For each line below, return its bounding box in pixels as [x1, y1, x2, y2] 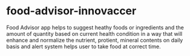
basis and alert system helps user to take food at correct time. [6, 43, 162, 50]
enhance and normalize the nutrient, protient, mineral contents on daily [6, 36, 183, 43]
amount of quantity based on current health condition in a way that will [6, 30, 183, 37]
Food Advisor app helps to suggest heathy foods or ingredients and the [6, 24, 185, 31]
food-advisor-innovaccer [6, 4, 137, 18]
